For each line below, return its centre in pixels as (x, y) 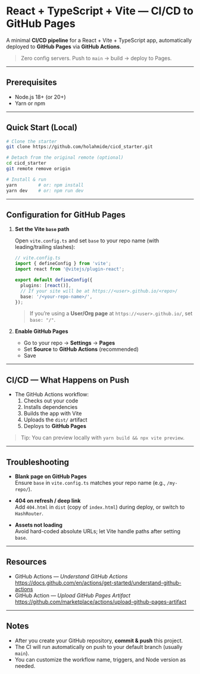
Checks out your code (51, 401)
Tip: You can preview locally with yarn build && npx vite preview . (102, 438)
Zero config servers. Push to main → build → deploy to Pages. (96, 58)
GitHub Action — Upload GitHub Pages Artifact (73, 595)
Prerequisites (32, 83)
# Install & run (26, 179)
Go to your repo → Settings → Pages (69, 343)
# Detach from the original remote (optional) (65, 158)
